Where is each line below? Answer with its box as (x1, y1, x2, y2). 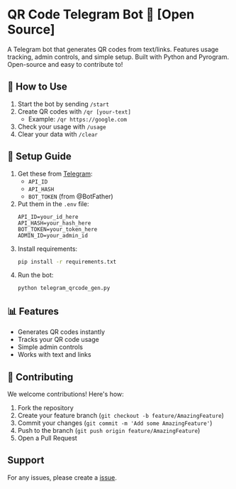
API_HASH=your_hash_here (17, 220, 91, 227)
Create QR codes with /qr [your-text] (17, 107, 131, 116)
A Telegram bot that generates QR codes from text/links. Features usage (7, 45, 219, 53)
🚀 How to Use (7, 81, 67, 93)
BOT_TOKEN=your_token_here (17, 225, 98, 233)
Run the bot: (17, 271, 54, 279)
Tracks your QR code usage (17, 335, 99, 344)
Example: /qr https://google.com (28, 114, 128, 123)
